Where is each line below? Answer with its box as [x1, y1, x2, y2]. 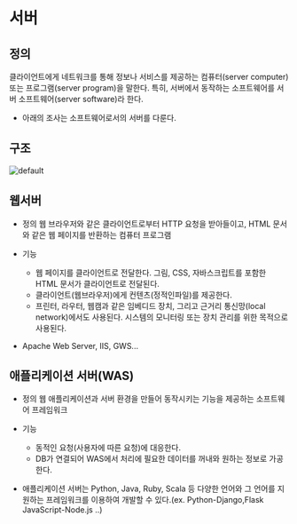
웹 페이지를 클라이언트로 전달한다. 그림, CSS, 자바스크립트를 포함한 [35, 267, 267, 278]
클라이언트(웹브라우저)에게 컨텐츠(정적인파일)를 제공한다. [35, 290, 232, 300]
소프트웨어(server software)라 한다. [18, 94, 144, 104]
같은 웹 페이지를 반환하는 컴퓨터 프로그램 [31, 229, 172, 240]
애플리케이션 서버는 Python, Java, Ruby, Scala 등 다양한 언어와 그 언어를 [21, 483, 276, 494]
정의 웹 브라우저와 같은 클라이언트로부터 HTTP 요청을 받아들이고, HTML [21, 218, 271, 229]
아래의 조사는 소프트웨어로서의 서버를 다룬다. [21, 113, 177, 123]
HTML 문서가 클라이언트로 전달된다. [35, 278, 160, 289]
